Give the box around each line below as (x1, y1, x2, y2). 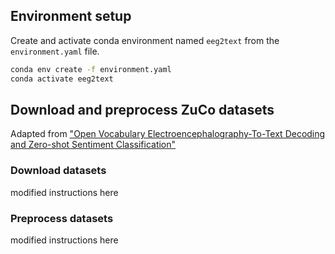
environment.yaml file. (10, 45, 100, 57)
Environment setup (10, 8, 132, 25)
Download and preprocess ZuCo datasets (10, 101, 275, 118)
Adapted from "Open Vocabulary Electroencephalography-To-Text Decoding (10, 128, 326, 140)
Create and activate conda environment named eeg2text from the (10, 34, 280, 46)
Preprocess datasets (10, 211, 114, 225)
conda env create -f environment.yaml (10, 64, 172, 74)
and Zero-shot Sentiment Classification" (10, 139, 177, 151)
